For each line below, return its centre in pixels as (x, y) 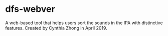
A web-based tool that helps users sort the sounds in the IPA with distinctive (84, 23)
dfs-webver (30, 9)
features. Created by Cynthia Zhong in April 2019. (56, 28)
